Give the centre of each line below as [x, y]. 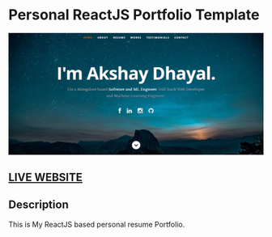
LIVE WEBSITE [46, 177]
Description [38, 205]
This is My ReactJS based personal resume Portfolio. [97, 224]
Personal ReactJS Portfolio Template [134, 15]
